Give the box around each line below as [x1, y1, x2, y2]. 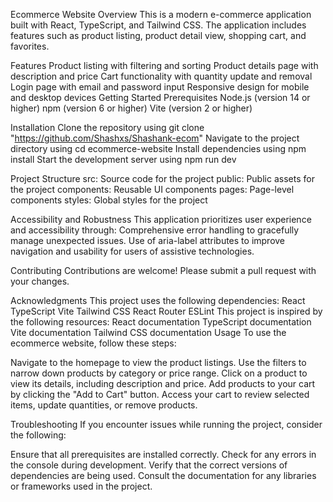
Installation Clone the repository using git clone [10, 122, 205, 133]
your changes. [10, 275, 70, 287]
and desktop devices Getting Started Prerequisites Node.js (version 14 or [10, 92, 311, 103]
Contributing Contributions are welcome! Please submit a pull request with [10, 265, 317, 276]
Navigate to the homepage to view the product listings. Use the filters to [10, 357, 307, 368]
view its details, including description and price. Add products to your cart [10, 378, 316, 389]
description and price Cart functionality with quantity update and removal [10, 70, 313, 82]
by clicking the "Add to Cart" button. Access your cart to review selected [10, 389, 310, 400]
